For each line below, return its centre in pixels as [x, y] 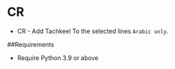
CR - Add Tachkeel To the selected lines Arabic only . [93, 31]
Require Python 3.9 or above [58, 58]
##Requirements [31, 44]
